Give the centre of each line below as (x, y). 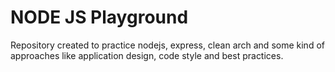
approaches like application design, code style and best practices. (147, 55)
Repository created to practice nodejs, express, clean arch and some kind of (167, 45)
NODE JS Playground (99, 17)
